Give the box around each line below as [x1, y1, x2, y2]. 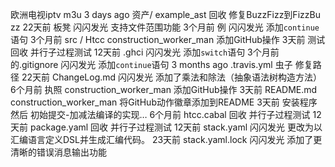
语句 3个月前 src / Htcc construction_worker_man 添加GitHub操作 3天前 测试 [10, 34, 326, 45]
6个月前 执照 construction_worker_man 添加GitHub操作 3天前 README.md [10, 84, 318, 95]
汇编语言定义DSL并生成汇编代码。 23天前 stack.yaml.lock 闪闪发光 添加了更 [10, 134, 323, 145]
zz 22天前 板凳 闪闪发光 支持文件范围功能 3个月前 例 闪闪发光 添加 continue [10, 21, 320, 33]
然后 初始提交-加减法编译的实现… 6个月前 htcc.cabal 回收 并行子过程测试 [10, 109, 311, 120]
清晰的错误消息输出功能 [10, 146, 107, 158]
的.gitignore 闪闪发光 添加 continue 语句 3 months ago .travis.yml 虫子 [10, 59, 293, 70]
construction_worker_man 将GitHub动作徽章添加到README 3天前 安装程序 [10, 96, 318, 108]
